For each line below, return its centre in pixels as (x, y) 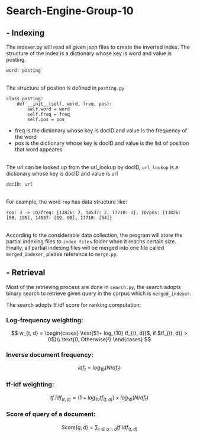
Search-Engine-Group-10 (70, 11)
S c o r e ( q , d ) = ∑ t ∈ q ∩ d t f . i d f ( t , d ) (99, 428)
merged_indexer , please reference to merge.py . (62, 254)
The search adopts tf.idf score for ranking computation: (74, 304)
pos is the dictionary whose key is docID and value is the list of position (102, 143)
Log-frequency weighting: (45, 320)
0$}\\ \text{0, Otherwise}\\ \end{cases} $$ (99, 339)
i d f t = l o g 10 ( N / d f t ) (99, 368)
